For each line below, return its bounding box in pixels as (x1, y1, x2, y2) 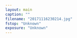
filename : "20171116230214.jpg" (5, 16, 72, 21)
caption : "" (5, 12, 30, 17)
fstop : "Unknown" (5, 21, 41, 26)
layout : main (5, 7, 32, 12)
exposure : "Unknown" (5, 26, 48, 31)
